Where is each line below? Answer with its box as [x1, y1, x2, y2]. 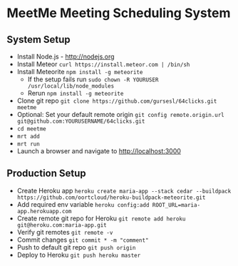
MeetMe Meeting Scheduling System [6, 5, 231, 21]
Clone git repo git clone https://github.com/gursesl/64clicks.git [16, 96, 217, 105]
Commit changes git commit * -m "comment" [16, 235, 149, 244]
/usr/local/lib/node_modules [27, 83, 115, 90]
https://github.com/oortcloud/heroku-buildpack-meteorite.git [16, 194, 206, 201]
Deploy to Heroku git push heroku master [16, 250, 141, 259]
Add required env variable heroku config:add [16, 200, 150, 208]
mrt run [16, 140, 40, 148]
